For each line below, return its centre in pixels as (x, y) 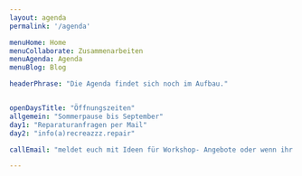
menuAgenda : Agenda (46, 60)
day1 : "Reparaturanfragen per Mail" (78, 125)
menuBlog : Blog (38, 68)
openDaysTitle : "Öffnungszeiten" (72, 108)
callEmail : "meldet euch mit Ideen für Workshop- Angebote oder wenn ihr (151, 150)
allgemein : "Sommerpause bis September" (87, 116)
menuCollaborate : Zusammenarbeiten (76, 51)
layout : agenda (38, 18)
